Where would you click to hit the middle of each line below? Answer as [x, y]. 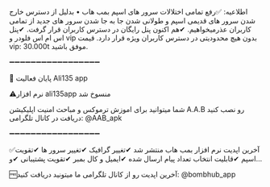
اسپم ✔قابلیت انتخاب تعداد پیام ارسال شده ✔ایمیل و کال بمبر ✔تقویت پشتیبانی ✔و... [136, 159]
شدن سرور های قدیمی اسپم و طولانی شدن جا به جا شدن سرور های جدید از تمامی [133, 21]
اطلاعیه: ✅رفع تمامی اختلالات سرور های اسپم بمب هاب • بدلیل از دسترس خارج [129, 12]
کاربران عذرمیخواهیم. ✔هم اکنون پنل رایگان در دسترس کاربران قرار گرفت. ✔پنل [131, 29]
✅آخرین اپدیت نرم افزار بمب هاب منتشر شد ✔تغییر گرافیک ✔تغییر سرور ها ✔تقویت [135, 150]
